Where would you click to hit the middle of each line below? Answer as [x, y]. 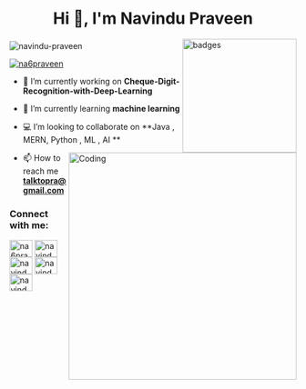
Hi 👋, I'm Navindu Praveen [153, 19]
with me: [29, 225]
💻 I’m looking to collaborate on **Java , [98, 127]
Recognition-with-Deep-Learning [87, 91]
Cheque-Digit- [152, 82]
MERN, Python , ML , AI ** [71, 140]
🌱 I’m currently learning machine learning [101, 109]
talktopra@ [44, 181]
